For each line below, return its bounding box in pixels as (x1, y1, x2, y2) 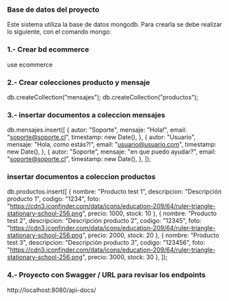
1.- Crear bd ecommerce (7, 45, 90, 54)
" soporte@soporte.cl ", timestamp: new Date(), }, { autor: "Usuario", (7, 133, 196, 141)
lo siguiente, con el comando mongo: (7, 27, 111, 36)
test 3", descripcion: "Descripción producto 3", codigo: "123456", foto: (7, 239, 206, 247)
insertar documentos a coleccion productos (7, 172, 156, 182)
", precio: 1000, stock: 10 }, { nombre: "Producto (81, 209, 217, 217)
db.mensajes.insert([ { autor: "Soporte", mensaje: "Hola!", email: (7, 125, 187, 134)
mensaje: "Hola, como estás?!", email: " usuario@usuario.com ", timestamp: (7, 141, 217, 149)
